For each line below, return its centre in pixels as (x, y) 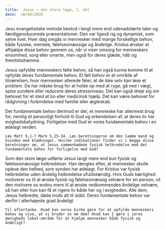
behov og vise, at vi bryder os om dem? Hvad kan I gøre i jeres (74, 214)
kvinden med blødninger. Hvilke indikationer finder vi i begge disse (80, 140)
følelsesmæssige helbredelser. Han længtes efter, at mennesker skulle (77, 163)
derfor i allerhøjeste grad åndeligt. (40, 200)
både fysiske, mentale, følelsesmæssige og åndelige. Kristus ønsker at (77, 44)
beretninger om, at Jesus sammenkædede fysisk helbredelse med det (76, 145)
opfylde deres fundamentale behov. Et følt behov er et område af (71, 75)
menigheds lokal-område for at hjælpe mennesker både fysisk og (73, 218)
